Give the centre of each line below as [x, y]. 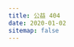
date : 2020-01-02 [37, 23]
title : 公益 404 [34, 16]
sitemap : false [34, 30]
